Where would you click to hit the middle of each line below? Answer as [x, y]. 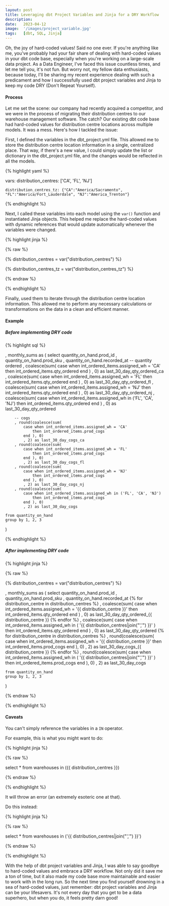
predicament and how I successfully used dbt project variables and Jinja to [83, 80]
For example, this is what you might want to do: [54, 738]
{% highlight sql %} [25, 345]
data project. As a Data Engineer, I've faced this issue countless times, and [83, 64]
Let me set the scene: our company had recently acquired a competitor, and [84, 108]
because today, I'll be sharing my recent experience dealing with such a [80, 75]
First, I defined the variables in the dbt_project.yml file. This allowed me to [82, 140]
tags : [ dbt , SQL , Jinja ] [34, 33]
